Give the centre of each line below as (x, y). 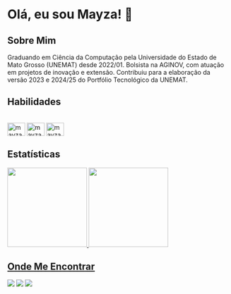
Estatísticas (34, 154)
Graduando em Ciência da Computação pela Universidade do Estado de (112, 57)
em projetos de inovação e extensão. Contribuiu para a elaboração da (109, 72)
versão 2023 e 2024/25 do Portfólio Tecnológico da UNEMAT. (98, 80)
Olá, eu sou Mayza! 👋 (70, 14)
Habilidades (34, 102)
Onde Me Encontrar (51, 267)
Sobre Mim (32, 41)
